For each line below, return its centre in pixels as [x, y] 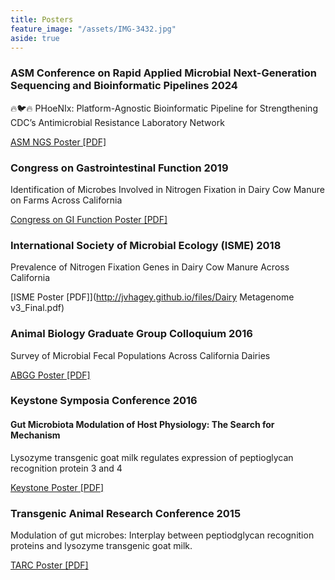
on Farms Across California [66, 200]
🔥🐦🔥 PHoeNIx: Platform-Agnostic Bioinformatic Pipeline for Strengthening [164, 108]
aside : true [35, 38]
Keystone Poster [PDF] [57, 487]
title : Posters [42, 19]
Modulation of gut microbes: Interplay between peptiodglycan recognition [162, 535]
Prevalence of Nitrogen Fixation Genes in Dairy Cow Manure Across [150, 267]
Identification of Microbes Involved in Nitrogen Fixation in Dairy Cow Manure [167, 189]
